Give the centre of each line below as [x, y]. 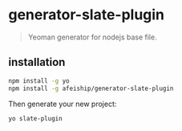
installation [37, 62]
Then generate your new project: [63, 104]
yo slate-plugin [35, 118]
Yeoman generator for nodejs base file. [93, 37]
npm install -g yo [39, 81]
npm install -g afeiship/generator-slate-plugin [91, 88]
